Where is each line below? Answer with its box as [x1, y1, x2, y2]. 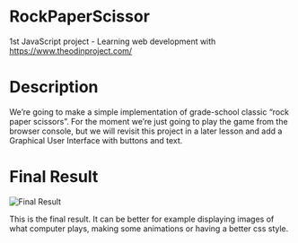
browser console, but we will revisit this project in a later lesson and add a [9, 126, 283, 136]
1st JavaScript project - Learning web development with [9, 36, 216, 47]
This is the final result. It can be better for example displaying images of [9, 213, 275, 224]
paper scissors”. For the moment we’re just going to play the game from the [9, 116, 289, 126]
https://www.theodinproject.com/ [9, 45, 133, 56]
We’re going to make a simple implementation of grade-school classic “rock [9, 106, 290, 117]
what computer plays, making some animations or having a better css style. [9, 222, 289, 234]
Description [9, 77, 99, 98]
